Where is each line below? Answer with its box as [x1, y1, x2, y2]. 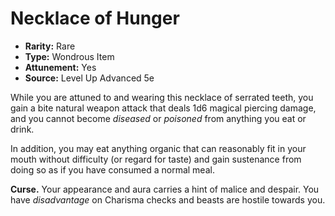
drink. [10, 123, 35, 135]
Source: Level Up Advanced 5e [24, 72, 155, 84]
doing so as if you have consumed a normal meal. [10, 163, 215, 176]
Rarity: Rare [24, 40, 76, 52]
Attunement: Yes [24, 61, 97, 73]
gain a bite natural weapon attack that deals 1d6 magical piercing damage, [10, 102, 317, 114]
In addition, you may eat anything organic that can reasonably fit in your [10, 142, 307, 154]
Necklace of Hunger [10, 7, 180, 30]
